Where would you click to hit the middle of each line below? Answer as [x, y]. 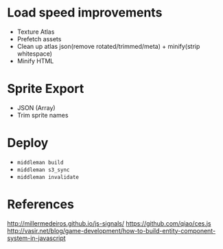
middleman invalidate [48, 177]
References [40, 204]
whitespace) [35, 54]
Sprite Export [46, 89]
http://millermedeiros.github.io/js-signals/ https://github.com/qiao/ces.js [109, 223]
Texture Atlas [36, 32]
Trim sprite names [43, 115]
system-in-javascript [37, 238]
